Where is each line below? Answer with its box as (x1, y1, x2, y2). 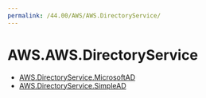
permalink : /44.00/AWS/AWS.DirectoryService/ (7, 11, 161, 20)
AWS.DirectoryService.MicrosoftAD (18, 73, 136, 82)
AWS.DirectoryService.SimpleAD (18, 80, 126, 90)
